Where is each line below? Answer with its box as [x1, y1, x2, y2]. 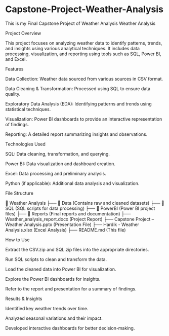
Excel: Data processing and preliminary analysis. [5, 170, 106, 176]
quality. [5, 91, 21, 97]
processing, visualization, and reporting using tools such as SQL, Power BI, [5, 51, 161, 57]
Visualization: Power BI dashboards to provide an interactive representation [5, 116, 162, 122]
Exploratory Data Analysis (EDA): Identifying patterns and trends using [5, 100, 152, 107]
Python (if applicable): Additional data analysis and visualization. [5, 180, 140, 186]
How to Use [5, 237, 30, 243]
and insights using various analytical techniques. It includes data [5, 45, 140, 51]
